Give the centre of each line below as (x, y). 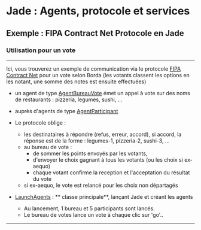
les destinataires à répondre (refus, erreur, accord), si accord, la (103, 134)
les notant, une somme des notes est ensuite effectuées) (76, 81)
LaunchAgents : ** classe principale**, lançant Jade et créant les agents (104, 196)
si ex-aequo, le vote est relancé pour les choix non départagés (101, 185)
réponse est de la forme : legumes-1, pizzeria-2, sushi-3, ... (97, 140)
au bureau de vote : (48, 147)
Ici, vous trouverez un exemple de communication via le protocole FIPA (94, 69)
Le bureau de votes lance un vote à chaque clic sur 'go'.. (93, 214)
